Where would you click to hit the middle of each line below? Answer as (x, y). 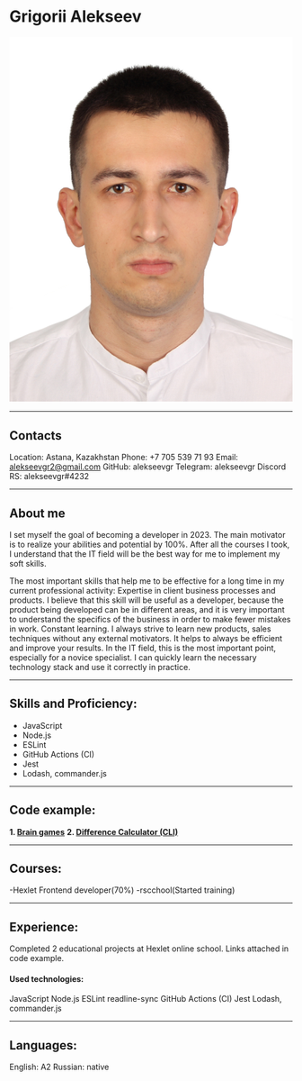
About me (37, 513)
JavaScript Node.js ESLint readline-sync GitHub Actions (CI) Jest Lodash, (146, 999)
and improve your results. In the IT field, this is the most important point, (143, 648)
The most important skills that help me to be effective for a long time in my (147, 581)
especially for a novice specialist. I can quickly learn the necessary (133, 657)
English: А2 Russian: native (59, 1067)
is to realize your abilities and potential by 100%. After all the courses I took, (150, 544)
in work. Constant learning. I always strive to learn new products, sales (140, 629)
